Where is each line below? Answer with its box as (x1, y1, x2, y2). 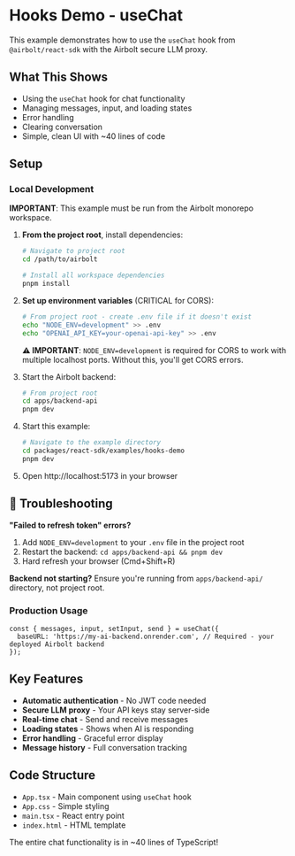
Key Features (9, 672, 84, 687)
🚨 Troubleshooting (9, 497, 113, 512)
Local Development (9, 183, 95, 196)
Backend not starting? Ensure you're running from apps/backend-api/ (9, 573, 263, 583)
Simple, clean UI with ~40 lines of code (21, 130, 166, 142)
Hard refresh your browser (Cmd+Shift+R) (21, 555, 176, 567)
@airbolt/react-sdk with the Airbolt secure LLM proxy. (9, 43, 208, 54)
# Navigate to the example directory (21, 438, 162, 447)
